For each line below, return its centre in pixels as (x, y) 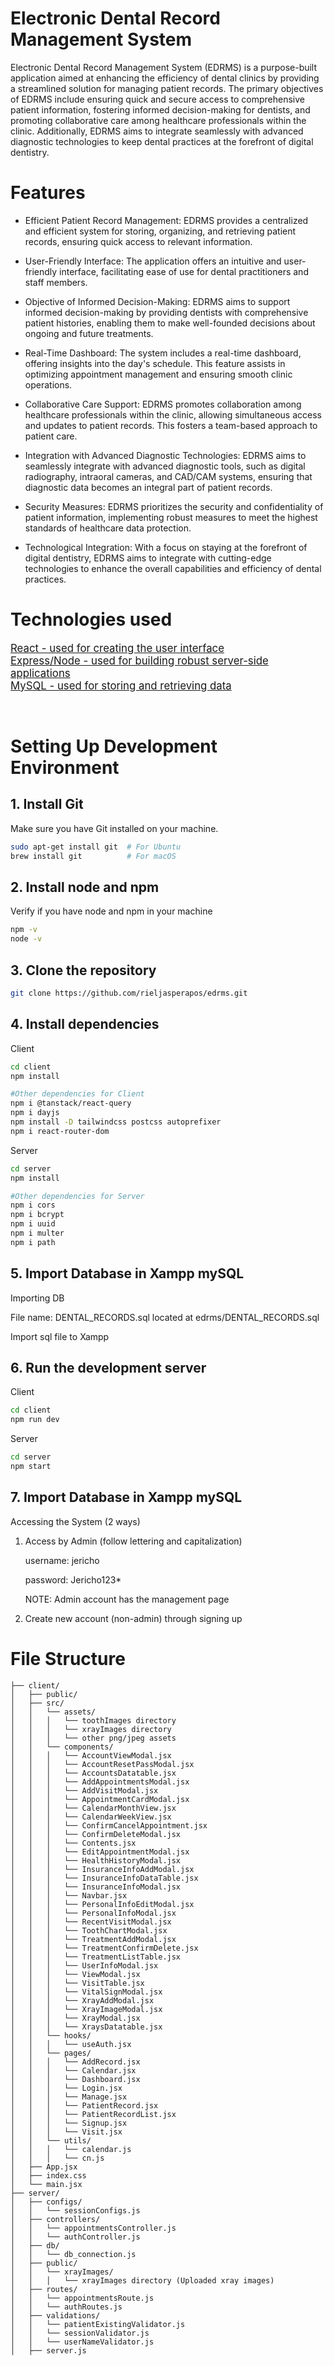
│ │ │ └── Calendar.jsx (73, 2070)
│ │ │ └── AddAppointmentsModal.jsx (100, 1782)
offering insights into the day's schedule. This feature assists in (155, 363)
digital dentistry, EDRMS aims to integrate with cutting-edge (148, 558)
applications (40, 673)
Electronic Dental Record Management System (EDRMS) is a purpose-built (164, 67)
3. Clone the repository (83, 970)
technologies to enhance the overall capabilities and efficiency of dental (173, 568)
